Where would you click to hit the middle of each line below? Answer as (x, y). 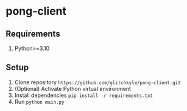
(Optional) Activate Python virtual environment (73, 88)
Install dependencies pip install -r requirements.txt (83, 95)
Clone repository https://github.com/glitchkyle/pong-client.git (97, 82)
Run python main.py (39, 101)
